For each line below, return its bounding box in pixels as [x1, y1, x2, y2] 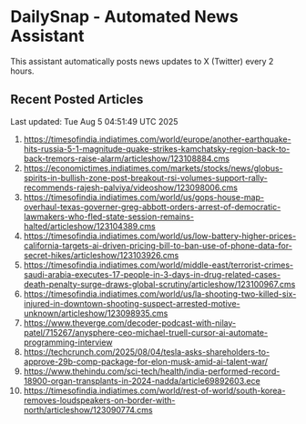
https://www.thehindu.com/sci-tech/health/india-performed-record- [23, 366, 280, 377]
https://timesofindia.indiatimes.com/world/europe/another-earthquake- [23, 134, 291, 145]
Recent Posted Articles [10, 92, 144, 107]
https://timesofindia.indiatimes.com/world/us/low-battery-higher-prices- [23, 230, 297, 241]
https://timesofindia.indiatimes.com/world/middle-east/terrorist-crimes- [23, 259, 294, 270]
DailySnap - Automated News [10, 6, 240, 27]
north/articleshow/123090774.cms [23, 404, 153, 415]
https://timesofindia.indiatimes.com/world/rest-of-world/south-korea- [23, 385, 286, 396]
